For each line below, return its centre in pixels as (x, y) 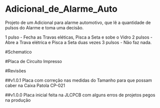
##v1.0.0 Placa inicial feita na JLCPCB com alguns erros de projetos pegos (80, 95)
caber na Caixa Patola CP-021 (35, 85)
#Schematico (18, 52)
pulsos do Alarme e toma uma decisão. (45, 27)
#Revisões (16, 71)
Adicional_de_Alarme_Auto (61, 9)
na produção (18, 100)
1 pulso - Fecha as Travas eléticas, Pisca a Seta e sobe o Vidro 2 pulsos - (79, 37)
